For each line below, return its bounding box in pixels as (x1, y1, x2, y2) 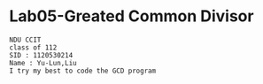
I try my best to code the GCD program (9, 66, 157, 75)
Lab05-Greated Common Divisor (9, 6, 254, 27)
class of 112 (9, 42, 58, 52)
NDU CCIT (9, 35, 42, 44)
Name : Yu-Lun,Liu (9, 58, 77, 67)
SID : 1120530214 (9, 50, 73, 59)
